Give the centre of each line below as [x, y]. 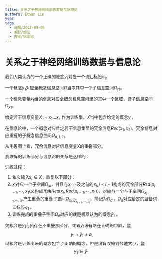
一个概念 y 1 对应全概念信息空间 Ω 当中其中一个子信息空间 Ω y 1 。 [65, 88]
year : [10, 18]
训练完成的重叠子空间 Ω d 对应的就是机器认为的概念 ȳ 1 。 [66, 215]
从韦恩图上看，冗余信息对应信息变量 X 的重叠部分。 [55, 146]
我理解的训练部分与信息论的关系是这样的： [47, 156]
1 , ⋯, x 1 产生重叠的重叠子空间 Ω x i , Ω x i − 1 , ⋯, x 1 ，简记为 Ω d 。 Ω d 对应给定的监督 [82, 200]
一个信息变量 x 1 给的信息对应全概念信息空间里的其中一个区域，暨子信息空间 [79, 99]
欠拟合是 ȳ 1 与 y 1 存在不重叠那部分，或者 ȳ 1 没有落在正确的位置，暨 [68, 226]
